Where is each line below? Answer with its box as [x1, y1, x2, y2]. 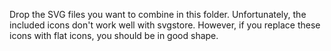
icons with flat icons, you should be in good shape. [9, 30, 219, 41]
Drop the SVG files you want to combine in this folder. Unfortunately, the [9, 9, 307, 20]
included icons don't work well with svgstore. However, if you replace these [9, 19, 321, 31]
